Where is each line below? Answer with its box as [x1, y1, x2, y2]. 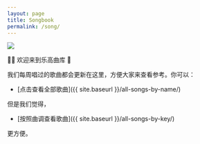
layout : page [7, 10, 45, 17]
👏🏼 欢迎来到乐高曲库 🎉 [7, 56, 71, 64]
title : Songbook [7, 17, 54, 24]
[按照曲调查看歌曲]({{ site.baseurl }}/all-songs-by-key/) [17, 115, 175, 123]
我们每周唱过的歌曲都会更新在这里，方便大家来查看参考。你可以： [7, 71, 195, 79]
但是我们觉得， [7, 100, 50, 108]
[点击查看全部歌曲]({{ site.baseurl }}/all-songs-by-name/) [17, 85, 181, 93]
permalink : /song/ [7, 23, 60, 30]
